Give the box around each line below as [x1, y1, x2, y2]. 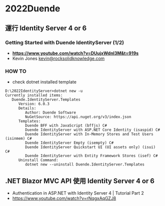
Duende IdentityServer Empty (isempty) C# [25, 140, 114, 146]
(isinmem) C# [5, 136, 32, 141]
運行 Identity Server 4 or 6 [5, 24, 87, 32]
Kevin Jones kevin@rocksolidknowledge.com [12, 55, 105, 61]
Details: [18, 106, 37, 111]
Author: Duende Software [25, 110, 77, 115]
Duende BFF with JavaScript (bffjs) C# [25, 123, 107, 128]
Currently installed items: [5, 93, 63, 98]
